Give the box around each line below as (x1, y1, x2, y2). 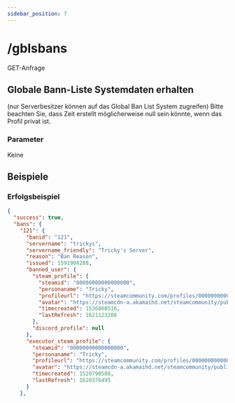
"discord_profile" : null (32, 325, 105, 332)
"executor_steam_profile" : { (25, 337, 111, 345)
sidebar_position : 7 (7, 10, 68, 17)
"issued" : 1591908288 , (25, 260, 92, 267)
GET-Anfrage (7, 64, 45, 72)
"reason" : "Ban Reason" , (25, 253, 99, 260)
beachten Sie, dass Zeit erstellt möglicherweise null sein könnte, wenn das (7, 110, 222, 118)
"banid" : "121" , (25, 234, 73, 241)
